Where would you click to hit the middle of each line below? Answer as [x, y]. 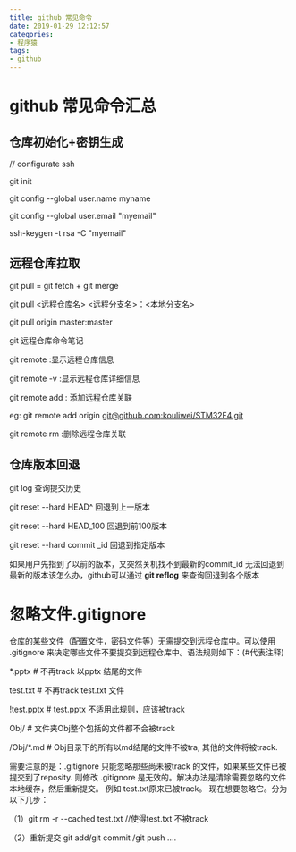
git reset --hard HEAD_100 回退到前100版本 [88, 526]
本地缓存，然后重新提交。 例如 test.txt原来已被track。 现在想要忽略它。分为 [148, 789]
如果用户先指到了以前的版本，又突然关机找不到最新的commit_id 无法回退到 [147, 563]
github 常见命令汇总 [83, 106]
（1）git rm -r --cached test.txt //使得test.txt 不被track [109, 818]
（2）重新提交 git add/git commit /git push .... [93, 838]
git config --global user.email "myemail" [83, 216]
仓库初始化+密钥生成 [66, 142]
